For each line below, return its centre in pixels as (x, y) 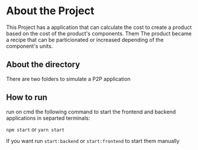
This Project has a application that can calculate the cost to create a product (99, 27)
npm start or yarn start (35, 129)
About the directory (43, 65)
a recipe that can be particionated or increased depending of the (85, 40)
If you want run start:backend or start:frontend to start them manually (93, 141)
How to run (27, 98)
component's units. (30, 46)
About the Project (50, 11)
